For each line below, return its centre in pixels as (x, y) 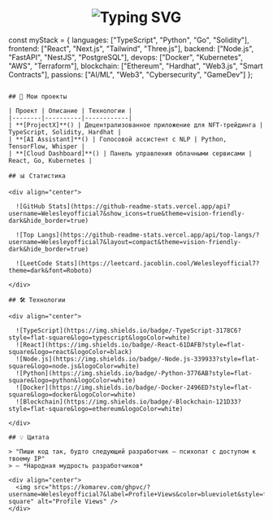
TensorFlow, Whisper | (47, 146)
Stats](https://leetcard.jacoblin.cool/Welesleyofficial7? (158, 263)
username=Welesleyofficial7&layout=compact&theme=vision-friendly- (125, 242)
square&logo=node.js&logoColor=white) (74, 366)
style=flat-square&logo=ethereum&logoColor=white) (96, 409)
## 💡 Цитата (29, 437)
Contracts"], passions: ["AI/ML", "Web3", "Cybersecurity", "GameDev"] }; (131, 74)
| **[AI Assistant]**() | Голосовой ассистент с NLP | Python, (118, 139)
